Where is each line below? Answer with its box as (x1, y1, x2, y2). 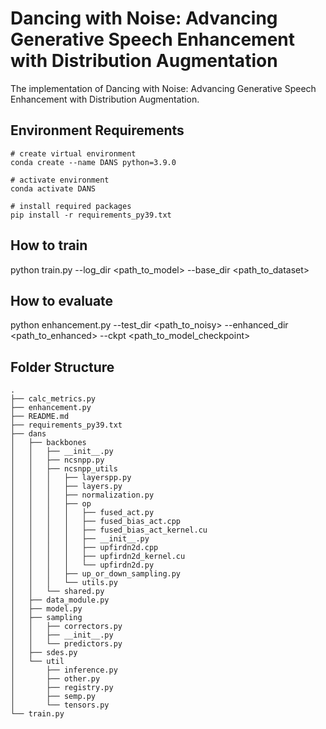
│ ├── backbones (10, 438, 87, 448)
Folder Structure (10, 358, 115, 376)
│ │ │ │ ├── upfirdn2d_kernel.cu (10, 552, 186, 562)
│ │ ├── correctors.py (10, 622, 123, 632)
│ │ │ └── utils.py (10, 578, 118, 588)
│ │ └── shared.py (10, 587, 105, 597)
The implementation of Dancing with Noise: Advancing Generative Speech (10, 82, 317, 94)
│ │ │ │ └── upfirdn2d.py (10, 560, 155, 571)
